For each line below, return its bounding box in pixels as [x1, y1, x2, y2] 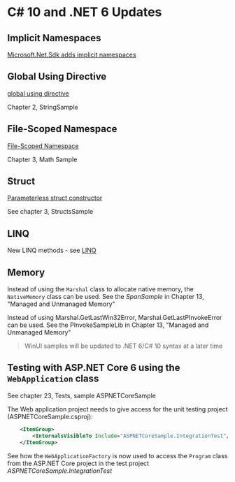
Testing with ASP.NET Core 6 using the [7, 362, 180, 374]
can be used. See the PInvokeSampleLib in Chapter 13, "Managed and [7, 321, 209, 329]
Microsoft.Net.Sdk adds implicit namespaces [7, 50, 136, 59]
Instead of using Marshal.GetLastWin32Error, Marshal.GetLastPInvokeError [7, 314, 222, 322]
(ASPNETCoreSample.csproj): [7, 412, 93, 421]
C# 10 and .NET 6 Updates [7, 4, 162, 20]
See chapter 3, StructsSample [7, 207, 94, 216]
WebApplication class [7, 373, 99, 385]
